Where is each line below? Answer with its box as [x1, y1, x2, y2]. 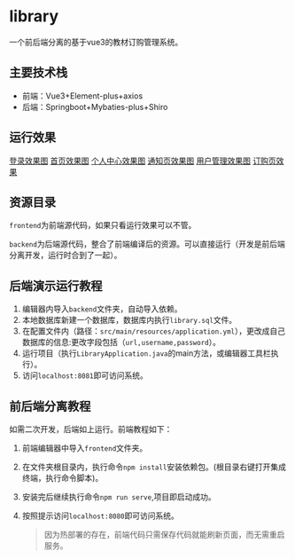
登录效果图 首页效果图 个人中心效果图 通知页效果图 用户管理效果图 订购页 [9, 155, 276, 166]
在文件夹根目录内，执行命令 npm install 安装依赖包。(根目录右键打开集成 [21, 461, 286, 472]
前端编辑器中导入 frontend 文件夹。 [21, 443, 148, 453]
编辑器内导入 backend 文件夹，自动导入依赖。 [21, 303, 182, 314]
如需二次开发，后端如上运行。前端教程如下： [9, 424, 173, 434]
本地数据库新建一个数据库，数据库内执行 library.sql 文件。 [21, 315, 237, 326]
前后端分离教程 [9, 398, 91, 413]
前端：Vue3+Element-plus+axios [21, 91, 144, 101]
